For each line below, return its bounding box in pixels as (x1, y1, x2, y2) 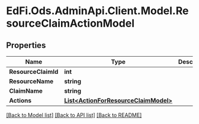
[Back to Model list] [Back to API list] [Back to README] (6, 112, 142, 119)
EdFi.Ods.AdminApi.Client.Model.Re (6, 4, 189, 18)
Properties (6, 40, 46, 50)
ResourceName (9, 77, 54, 85)
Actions (9, 96, 31, 105)
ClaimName (9, 87, 43, 95)
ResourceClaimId (9, 68, 59, 76)
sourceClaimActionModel (6, 17, 135, 30)
